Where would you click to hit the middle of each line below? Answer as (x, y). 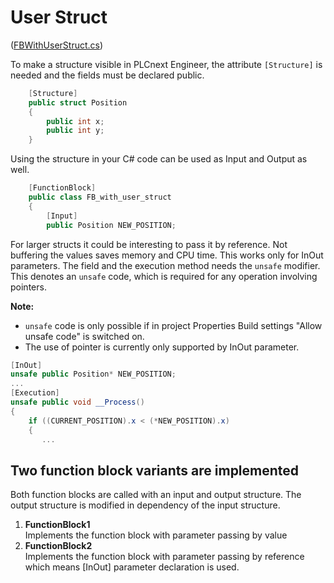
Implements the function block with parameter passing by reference (164, 557)
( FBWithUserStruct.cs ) (57, 45)
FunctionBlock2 (58, 546)
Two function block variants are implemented (155, 470)
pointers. (28, 287)
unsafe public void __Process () (77, 402)
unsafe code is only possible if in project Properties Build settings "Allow (173, 325)
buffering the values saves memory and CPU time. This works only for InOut (167, 255)
